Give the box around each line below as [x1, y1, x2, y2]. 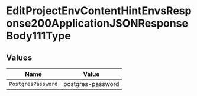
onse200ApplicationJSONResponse [6, 16, 188, 30]
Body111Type [6, 29, 71, 42]
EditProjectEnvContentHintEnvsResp [6, 4, 192, 18]
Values [6, 52, 33, 62]
